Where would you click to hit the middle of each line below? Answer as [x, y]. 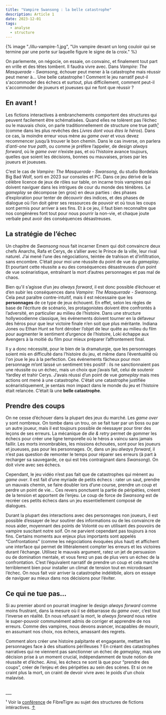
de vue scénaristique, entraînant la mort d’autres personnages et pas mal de [83, 272]
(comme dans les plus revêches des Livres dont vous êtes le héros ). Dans [81, 130]
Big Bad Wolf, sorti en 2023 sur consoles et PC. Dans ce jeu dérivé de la [79, 177]
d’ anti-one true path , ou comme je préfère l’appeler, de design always [77, 146]
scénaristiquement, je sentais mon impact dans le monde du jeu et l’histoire [82, 385]
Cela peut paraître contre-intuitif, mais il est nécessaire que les [69, 297]
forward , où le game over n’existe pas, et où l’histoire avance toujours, [77, 151]
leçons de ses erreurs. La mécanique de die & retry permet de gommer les [81, 433]
